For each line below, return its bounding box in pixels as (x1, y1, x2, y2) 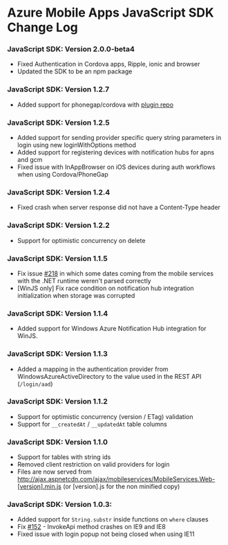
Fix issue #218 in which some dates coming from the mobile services (17, 269, 214, 278)
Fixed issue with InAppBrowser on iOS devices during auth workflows (17, 163, 216, 171)
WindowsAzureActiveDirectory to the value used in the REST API (17, 372, 202, 380)
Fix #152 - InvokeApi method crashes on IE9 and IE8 (17, 523, 166, 531)
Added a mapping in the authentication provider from (17, 365, 169, 373)
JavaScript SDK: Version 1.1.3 (7, 349, 108, 359)
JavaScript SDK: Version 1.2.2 (7, 220, 111, 230)
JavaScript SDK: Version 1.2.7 (7, 84, 109, 94)
